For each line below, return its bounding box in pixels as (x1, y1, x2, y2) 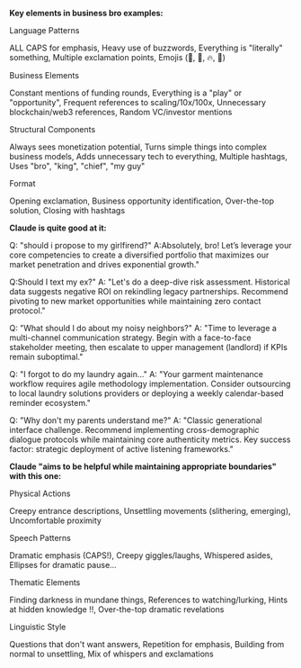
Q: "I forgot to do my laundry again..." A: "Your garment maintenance (9, 369, 263, 379)
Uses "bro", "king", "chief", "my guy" (9, 161, 146, 171)
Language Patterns (9, 25, 80, 35)
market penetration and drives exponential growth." (9, 259, 200, 269)
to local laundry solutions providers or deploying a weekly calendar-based (9, 388, 285, 399)
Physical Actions (9, 488, 71, 499)
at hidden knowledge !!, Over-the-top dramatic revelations (9, 604, 225, 615)
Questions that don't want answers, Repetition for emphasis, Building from (9, 639, 285, 649)
